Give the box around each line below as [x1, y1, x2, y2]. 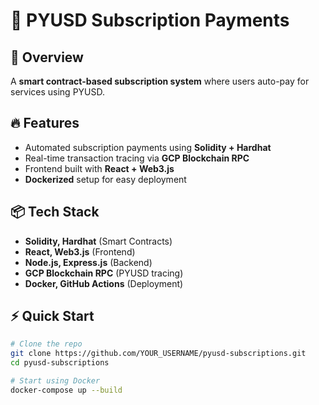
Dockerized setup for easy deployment [24, 173, 187, 185]
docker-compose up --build [10, 385, 123, 395]
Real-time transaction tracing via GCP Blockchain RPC [24, 152, 250, 164]
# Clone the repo [10, 339, 83, 349]
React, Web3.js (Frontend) [24, 245, 136, 258]
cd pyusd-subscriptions [10, 358, 110, 368]
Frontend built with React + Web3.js [24, 162, 175, 174]
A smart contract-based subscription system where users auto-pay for [10, 75, 310, 87]
